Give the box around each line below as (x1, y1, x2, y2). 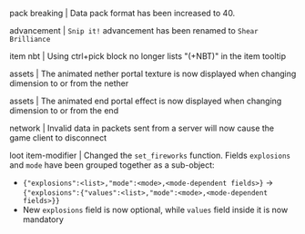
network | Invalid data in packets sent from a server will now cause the (9, 122, 275, 133)
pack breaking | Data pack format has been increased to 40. (9, 8, 236, 18)
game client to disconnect (9, 132, 107, 143)
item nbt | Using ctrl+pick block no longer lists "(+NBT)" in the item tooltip (9, 51, 287, 62)
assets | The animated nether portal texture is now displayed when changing (9, 68, 297, 79)
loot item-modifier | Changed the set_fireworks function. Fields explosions (9, 150, 291, 161)
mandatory (22, 214, 64, 225)
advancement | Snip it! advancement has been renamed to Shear (9, 25, 259, 35)
